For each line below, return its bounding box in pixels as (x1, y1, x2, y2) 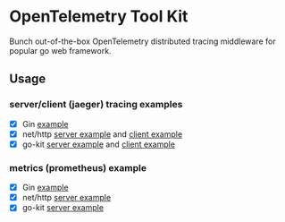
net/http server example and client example (21, 128, 183, 140)
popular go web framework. (9, 45, 112, 55)
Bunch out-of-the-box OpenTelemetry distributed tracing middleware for (9, 36, 276, 47)
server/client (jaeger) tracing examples (9, 98, 183, 111)
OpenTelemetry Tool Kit (9, 6, 189, 27)
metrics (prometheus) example (9, 161, 147, 174)
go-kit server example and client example (21, 139, 176, 149)
